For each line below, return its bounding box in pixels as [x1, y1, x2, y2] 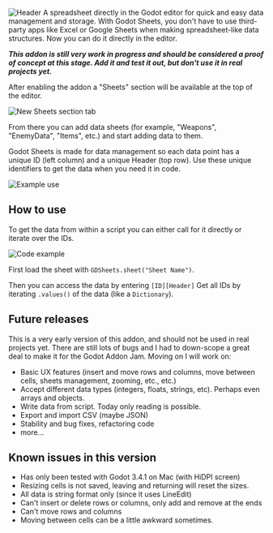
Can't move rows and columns [19, 507, 122, 517]
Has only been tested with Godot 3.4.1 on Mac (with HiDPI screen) [19, 472, 241, 482]
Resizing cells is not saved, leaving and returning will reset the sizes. [19, 481, 250, 491]
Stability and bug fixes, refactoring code [19, 419, 155, 428]
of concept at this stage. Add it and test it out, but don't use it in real [8, 58, 243, 67]
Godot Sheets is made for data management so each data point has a [8, 147, 241, 156]
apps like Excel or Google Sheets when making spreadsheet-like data [28, 25, 259, 34]
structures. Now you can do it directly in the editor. [8, 33, 178, 43]
